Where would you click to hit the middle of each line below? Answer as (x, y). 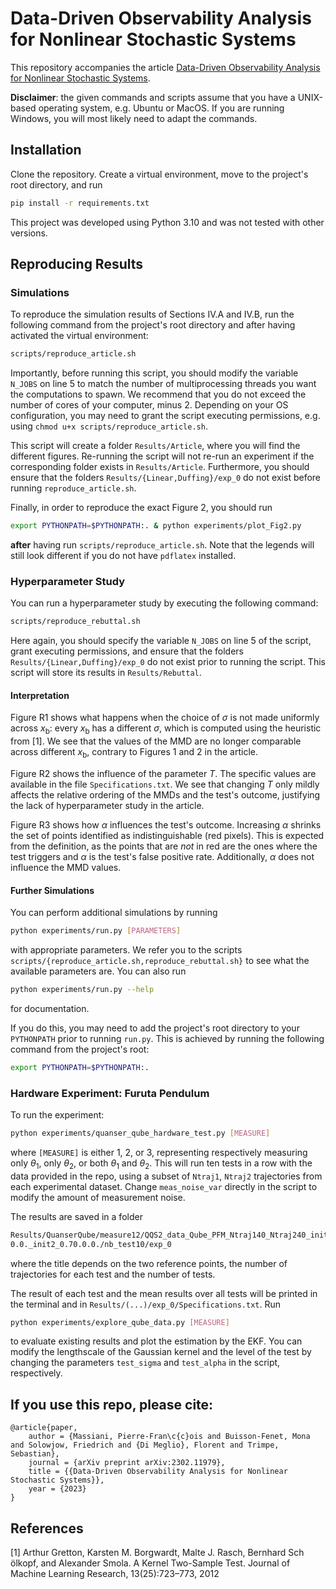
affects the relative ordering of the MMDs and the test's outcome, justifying (165, 795)
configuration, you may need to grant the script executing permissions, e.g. (165, 416)
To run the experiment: (57, 1115)
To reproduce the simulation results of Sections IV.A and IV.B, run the (152, 314)
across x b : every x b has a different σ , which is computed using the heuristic (166, 729)
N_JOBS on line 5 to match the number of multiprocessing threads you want (163, 384)
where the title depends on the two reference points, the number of (149, 1263)
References (47, 1528)
